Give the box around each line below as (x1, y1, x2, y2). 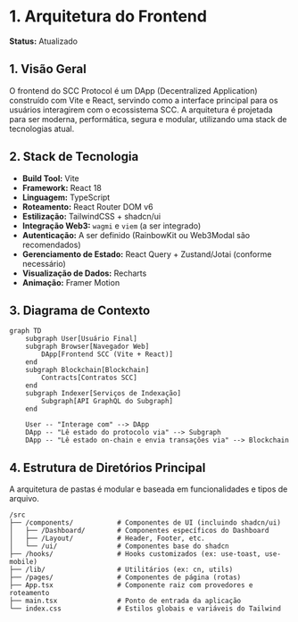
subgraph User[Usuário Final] (25, 335, 138, 344)
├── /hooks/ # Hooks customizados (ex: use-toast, (9, 550, 261, 559)
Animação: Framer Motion (21, 277, 120, 287)
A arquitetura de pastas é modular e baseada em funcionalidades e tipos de (9, 484, 288, 494)
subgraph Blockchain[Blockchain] (25, 366, 150, 375)
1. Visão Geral (9, 62, 87, 77)
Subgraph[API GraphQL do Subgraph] (41, 397, 174, 406)
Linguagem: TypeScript (21, 192, 111, 203)
